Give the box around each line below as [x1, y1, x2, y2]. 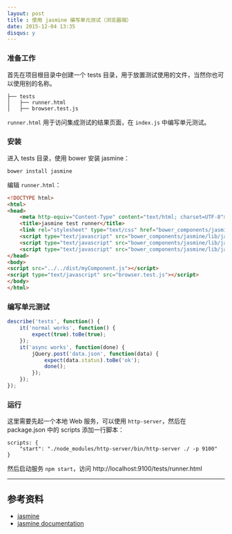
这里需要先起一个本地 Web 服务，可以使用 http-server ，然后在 [7, 417, 186, 426]
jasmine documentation [17, 519, 84, 527]
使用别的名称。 [12, 79, 56, 87]
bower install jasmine [7, 167, 72, 175]
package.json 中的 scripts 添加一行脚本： [7, 426, 124, 434]
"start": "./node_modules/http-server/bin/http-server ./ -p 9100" [19, 446, 217, 452]
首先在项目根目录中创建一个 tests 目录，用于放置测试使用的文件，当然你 [7, 70, 212, 79]
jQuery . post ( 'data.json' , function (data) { [32, 350, 159, 357]
